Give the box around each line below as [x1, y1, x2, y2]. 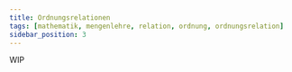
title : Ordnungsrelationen [9, 13, 111, 22]
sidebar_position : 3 [9, 30, 87, 39]
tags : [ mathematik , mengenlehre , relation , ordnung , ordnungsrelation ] [9, 22, 284, 31]
